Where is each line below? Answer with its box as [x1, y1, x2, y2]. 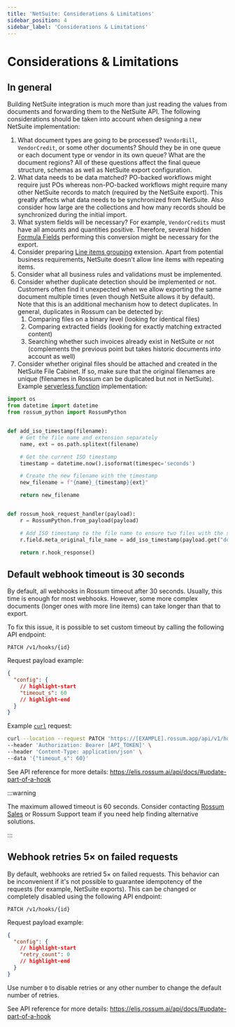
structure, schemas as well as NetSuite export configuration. [17, 166, 192, 174]
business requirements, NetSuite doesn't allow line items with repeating [17, 256, 225, 264]
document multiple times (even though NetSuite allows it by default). [17, 293, 215, 301]
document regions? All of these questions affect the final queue [17, 159, 201, 167]
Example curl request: [7, 722, 72, 730]
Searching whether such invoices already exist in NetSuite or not [27, 338, 215, 346]
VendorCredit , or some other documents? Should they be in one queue [17, 143, 221, 152]
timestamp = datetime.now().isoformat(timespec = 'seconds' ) [20, 460, 196, 467]
